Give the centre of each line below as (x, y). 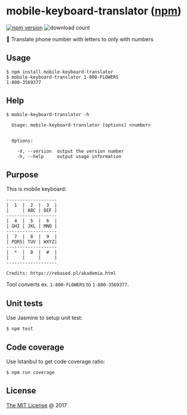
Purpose (22, 175)
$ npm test (20, 329)
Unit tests (24, 303)
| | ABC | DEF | (32, 211)
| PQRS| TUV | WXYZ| (32, 242)
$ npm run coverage (30, 372)
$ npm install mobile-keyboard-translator (60, 72)
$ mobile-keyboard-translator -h (48, 114)
